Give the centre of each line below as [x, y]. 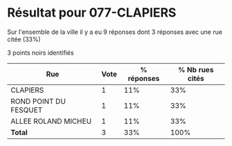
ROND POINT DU [38, 101]
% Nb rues [196, 69]
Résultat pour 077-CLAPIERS [92, 13]
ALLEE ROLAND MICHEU [51, 121]
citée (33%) [24, 39]
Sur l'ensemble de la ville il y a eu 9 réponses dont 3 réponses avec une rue [115, 32]
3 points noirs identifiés [41, 53]
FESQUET [27, 110]
